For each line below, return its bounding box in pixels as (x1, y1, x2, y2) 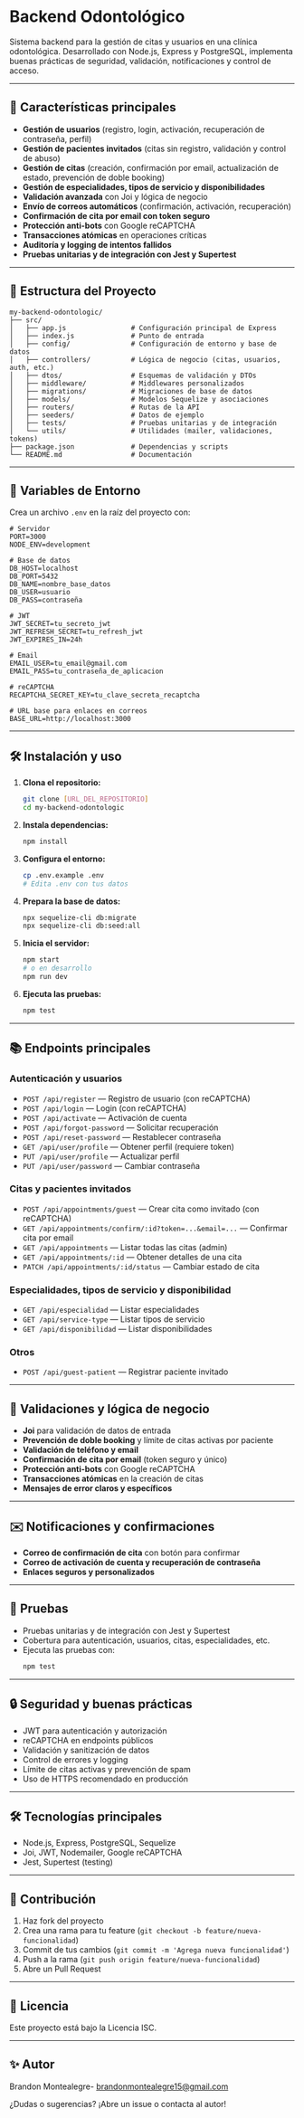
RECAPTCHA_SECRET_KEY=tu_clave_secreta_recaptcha (9, 690, 201, 700)
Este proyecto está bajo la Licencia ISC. (9, 2022, 157, 2033)
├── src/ (9, 315, 43, 325)
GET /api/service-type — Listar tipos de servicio (22, 1314, 205, 1325)
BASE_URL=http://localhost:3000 (9, 715, 131, 724)
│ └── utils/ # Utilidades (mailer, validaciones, (9, 426, 273, 435)
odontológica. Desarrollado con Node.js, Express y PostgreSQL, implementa (9, 45, 294, 56)
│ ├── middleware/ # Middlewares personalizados (9, 378, 245, 388)
